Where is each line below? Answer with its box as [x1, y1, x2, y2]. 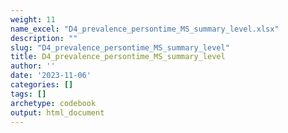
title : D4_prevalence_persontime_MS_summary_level [10, 52, 226, 62]
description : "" [10, 33, 78, 43]
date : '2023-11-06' [10, 71, 92, 81]
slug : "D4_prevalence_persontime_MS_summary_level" [10, 42, 230, 53]
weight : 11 [10, 14, 56, 25]
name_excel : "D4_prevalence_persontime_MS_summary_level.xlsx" [10, 24, 280, 34]
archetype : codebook [10, 98, 97, 108]
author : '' [10, 61, 56, 71]
